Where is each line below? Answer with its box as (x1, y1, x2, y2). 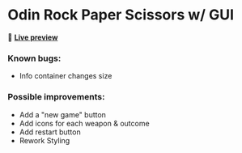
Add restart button (19, 127, 82, 137)
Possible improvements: (7, 91, 105, 103)
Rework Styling (19, 135, 70, 145)
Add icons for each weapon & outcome (19, 118, 151, 128)
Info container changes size (19, 71, 113, 81)
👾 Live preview (7, 32, 58, 42)
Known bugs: (7, 53, 62, 64)
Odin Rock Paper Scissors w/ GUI (7, 6, 235, 24)
